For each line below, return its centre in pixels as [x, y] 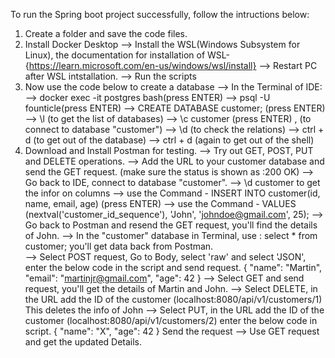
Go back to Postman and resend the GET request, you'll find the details [171, 225]
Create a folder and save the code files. [106, 33]
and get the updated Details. [83, 342]
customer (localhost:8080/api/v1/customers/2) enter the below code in [171, 320]
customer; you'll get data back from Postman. [119, 246]
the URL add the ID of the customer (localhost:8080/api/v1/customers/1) [173, 299]
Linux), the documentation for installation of [115, 55]
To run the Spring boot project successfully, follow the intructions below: [160, 14]
